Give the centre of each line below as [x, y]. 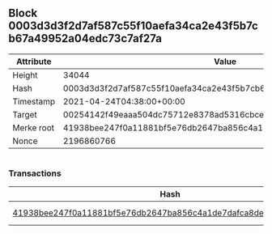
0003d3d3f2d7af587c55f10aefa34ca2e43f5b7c [134, 26]
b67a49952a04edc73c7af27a [85, 38]
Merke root [34, 127]
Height [25, 74]
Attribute [34, 62]
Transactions [35, 173]
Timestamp [34, 101]
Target [25, 114]
